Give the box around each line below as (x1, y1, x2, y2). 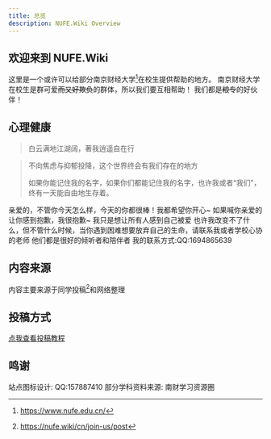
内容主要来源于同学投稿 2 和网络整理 (8, 283, 126, 295)
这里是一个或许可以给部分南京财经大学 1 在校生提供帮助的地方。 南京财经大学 (8, 73, 261, 84)
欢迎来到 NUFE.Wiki (8, 51, 109, 65)
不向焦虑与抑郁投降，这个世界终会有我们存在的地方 (27, 161, 198, 170)
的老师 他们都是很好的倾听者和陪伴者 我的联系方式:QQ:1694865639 (8, 235, 232, 245)
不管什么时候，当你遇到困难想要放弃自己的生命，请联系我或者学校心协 (29, 225, 263, 235)
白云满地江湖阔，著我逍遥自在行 (27, 143, 135, 153)
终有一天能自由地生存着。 (27, 187, 114, 198)
